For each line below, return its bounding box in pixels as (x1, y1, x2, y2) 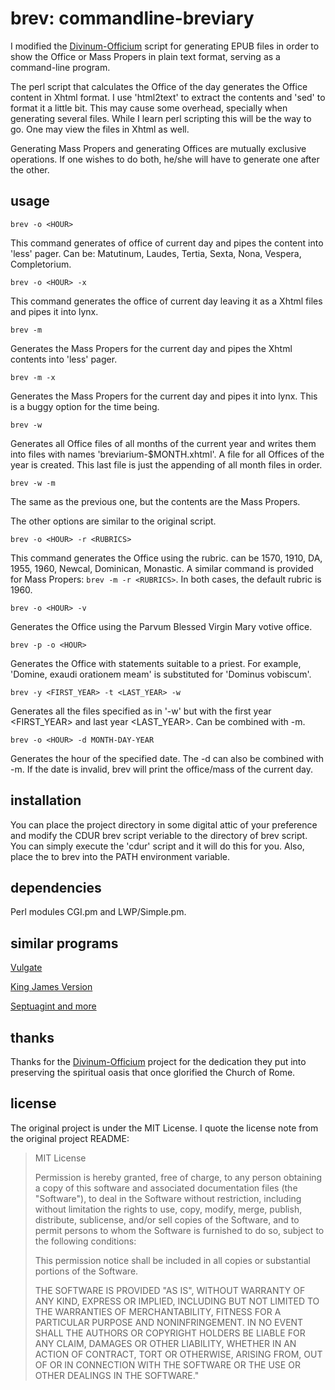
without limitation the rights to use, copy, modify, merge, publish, (34, 1203, 303, 1215)
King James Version (10, 981, 93, 993)
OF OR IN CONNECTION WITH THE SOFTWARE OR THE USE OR (34, 1358, 301, 1371)
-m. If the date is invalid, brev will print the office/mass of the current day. (10, 763, 314, 775)
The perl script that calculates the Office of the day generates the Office (10, 80, 308, 92)
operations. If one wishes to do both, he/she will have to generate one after (10, 153, 320, 165)
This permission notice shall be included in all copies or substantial (34, 1254, 311, 1266)
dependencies (10, 879, 102, 896)
